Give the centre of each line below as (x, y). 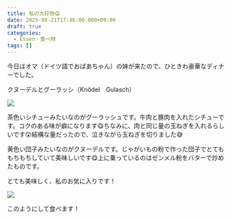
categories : (24, 33)
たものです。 (25, 166)
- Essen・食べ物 (35, 39)
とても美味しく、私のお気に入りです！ (62, 181)
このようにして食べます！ (44, 209)
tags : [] (20, 46)
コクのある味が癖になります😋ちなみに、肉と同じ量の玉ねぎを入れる (115, 126)
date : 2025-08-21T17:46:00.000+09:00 (62, 20)
